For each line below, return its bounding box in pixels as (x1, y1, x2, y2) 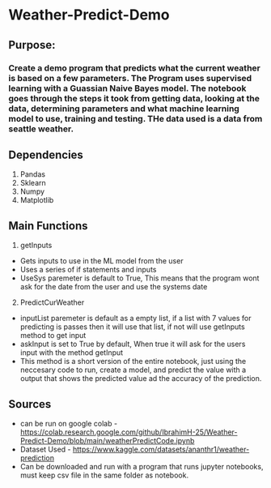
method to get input (19, 331, 87, 340)
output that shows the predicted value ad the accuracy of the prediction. (19, 374, 262, 383)
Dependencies (8, 148, 83, 161)
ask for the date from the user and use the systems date (19, 282, 208, 292)
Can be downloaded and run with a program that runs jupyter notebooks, (19, 461, 264, 471)
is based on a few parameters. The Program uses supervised (8, 72, 252, 83)
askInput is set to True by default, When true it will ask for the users (19, 339, 246, 349)
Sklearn (19, 178, 46, 188)
